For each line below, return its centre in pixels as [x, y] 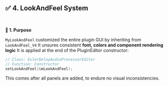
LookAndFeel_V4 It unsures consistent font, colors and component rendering [84, 45]
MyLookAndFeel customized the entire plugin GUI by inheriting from [73, 39]
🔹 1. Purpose [18, 30]
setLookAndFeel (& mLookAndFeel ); [39, 69]
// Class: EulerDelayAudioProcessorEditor [50, 59]
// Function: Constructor [32, 64]
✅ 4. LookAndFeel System [47, 8]
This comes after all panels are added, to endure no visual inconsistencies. [82, 78]
